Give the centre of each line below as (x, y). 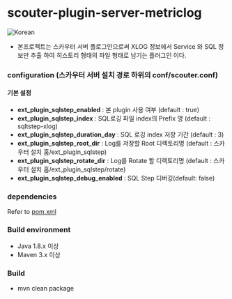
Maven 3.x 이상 (39, 254)
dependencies (32, 197)
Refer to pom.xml (32, 212)
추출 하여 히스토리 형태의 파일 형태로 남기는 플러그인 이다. (108, 55)
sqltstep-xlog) (37, 126)
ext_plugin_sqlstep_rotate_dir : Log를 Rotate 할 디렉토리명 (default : (115, 161)
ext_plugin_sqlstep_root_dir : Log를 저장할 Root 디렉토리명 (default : (115, 144)
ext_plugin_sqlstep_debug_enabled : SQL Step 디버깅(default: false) (116, 178)
